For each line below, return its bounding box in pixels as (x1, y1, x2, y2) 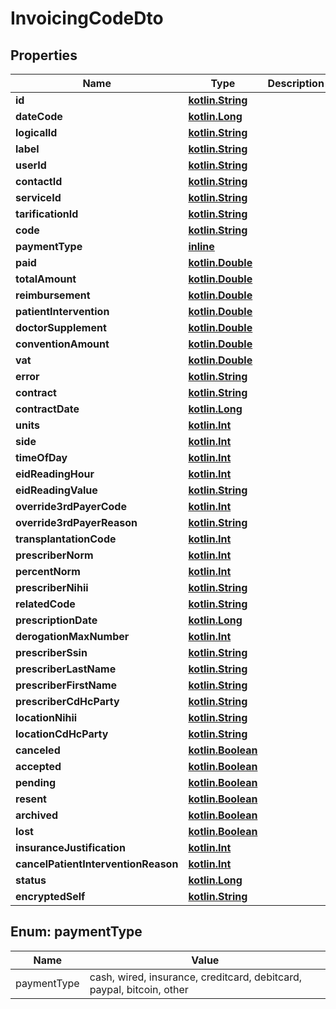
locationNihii (15, 711, 78, 724)
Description (267, 77, 325, 90)
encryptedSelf (15, 890, 86, 903)
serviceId (15, 191, 62, 204)
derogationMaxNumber (15, 630, 130, 643)
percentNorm (15, 565, 81, 578)
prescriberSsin (15, 646, 88, 659)
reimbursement (15, 288, 91, 302)
